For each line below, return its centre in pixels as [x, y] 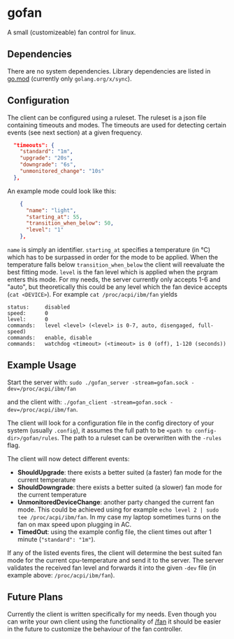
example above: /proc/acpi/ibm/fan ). [61, 575]
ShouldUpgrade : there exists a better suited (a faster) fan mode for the [119, 472]
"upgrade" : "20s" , [46, 158]
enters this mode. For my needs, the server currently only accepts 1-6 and [114, 280]
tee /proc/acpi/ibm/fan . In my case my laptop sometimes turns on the [119, 517]
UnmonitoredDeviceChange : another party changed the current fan [116, 502]
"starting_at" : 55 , [54, 217]
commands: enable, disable [50, 338]
